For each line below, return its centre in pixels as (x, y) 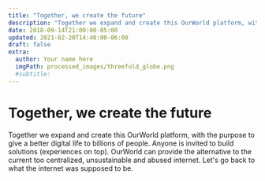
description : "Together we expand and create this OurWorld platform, (127, 23)
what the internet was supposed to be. (71, 168)
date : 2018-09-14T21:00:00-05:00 (63, 30)
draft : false (30, 45)
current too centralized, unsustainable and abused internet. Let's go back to (132, 160)
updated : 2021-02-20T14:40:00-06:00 (68, 37)
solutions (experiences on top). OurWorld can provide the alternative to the (130, 151)
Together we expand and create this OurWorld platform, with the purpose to (131, 135)
